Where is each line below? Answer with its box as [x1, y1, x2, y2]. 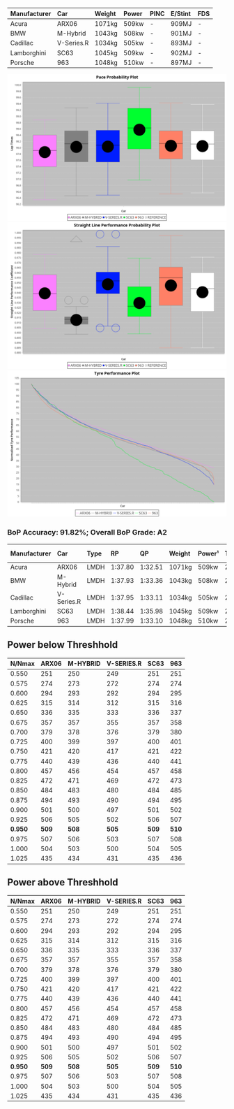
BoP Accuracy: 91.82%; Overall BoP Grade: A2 [7, 528, 167, 537]
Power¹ [197, 549, 219, 558]
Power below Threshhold [7, 639, 118, 651]
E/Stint [170, 9, 192, 17]
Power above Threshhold [7, 876, 118, 888]
